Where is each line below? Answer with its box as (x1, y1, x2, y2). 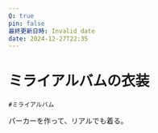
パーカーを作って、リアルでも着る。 (8, 116, 128, 126)
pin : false (8, 19, 45, 28)
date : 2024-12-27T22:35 (8, 34, 89, 43)
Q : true (8, 11, 35, 20)
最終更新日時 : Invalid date (8, 27, 95, 35)
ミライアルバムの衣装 (8, 72, 150, 90)
